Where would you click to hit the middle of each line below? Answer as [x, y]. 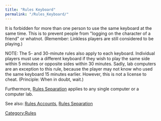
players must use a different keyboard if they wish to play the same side [78, 58]
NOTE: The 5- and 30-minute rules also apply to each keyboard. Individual [80, 53]
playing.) [14, 44]
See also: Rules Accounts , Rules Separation [49, 103]
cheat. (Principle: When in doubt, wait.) [45, 79]
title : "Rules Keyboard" [30, 10]
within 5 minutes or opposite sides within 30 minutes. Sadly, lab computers [80, 64]
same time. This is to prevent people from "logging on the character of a [78, 33]
